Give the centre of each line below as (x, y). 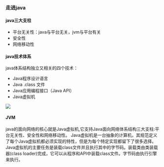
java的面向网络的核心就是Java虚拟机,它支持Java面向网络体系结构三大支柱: (80, 129)
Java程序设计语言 (30, 79)
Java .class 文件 (29, 84)
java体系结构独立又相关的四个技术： (42, 68)
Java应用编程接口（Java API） (43, 91)
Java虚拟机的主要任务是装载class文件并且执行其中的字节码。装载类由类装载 (82, 147)
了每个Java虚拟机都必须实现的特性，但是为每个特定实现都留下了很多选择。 (81, 141)
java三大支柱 (19, 20)
